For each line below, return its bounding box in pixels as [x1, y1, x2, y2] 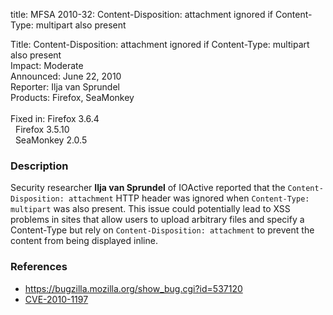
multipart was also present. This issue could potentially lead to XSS [10, 203, 291, 215]
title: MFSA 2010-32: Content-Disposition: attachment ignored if [10, 9, 274, 20]
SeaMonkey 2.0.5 [14, 134, 88, 146]
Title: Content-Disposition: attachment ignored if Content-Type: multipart [10, 39, 310, 50]
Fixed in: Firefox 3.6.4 [10, 113, 100, 124]
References [10, 260, 68, 274]
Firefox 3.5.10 [14, 124, 70, 135]
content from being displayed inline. [10, 235, 158, 247]
